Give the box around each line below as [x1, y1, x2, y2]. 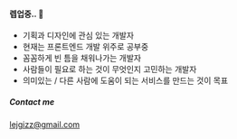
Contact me [9, 96, 55, 107]
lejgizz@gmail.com [9, 119, 81, 130]
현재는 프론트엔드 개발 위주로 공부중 [22, 42, 149, 52]
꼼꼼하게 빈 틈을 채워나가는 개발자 [22, 52, 142, 63]
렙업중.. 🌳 [9, 8, 44, 19]
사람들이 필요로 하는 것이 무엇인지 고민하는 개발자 [22, 64, 197, 75]
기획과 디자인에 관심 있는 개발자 [22, 30, 134, 41]
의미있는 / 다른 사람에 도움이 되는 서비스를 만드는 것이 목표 [22, 75, 229, 86]
